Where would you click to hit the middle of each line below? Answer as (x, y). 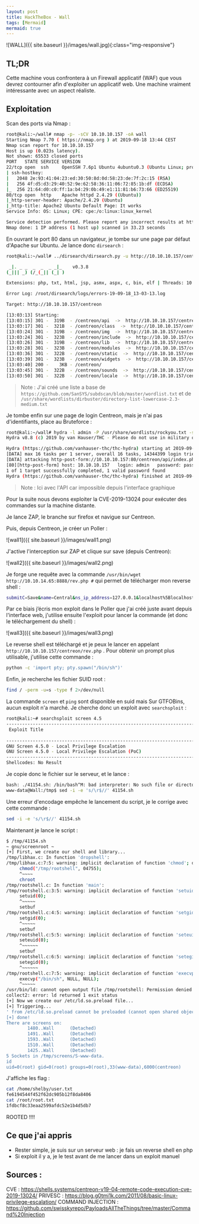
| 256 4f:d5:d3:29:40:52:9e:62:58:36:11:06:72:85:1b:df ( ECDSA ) (90, 184)
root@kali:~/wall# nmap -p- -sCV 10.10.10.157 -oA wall (76, 134)
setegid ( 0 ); (34, 962)
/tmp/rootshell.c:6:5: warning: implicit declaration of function (90, 957)
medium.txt (34, 404)
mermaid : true (24, 28)
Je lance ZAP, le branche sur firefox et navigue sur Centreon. (81, 517)
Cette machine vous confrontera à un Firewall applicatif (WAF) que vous (94, 78)
